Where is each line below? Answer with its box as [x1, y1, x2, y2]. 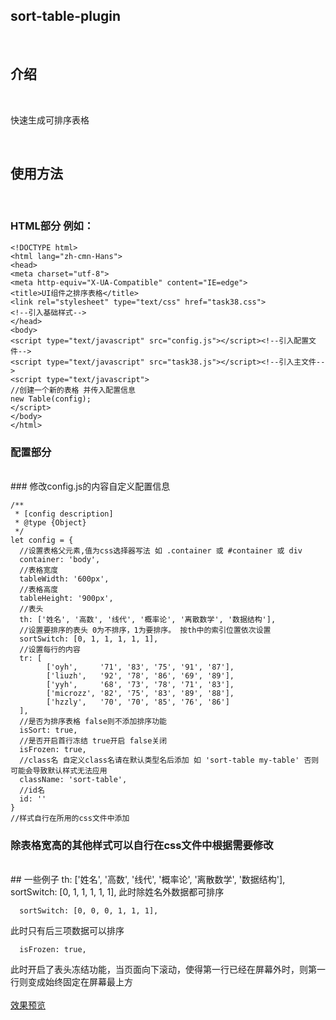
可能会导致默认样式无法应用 [10, 766, 108, 776]
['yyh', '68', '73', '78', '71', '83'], [46, 680, 235, 690]
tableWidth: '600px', [19, 574, 110, 584]
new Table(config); [10, 394, 92, 404]
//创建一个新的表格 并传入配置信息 [10, 385, 136, 395]
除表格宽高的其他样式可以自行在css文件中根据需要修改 [10, 838, 274, 852]
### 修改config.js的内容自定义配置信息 [10, 480, 171, 493]
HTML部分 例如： [10, 219, 95, 233]
